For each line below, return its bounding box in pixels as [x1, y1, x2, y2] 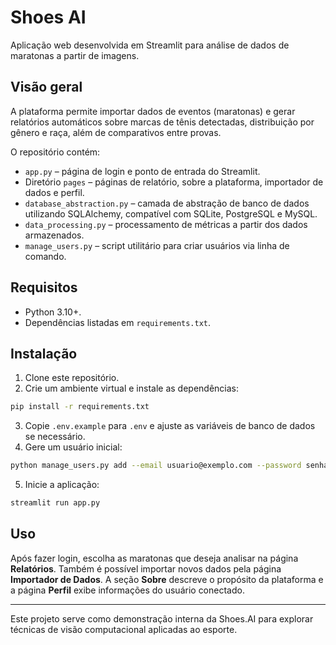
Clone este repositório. [24, 372, 120, 384]
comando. [24, 250, 67, 262]
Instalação [10, 345, 78, 362]
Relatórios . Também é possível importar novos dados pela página [10, 562, 282, 575]
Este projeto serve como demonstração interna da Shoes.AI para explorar [10, 612, 314, 625]
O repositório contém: [10, 146, 101, 158]
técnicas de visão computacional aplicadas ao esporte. [10, 623, 238, 635]
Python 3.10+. [24, 306, 82, 318]
